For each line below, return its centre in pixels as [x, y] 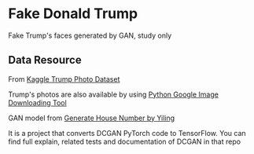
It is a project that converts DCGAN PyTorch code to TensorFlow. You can [127, 133]
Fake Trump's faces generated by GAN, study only [90, 35]
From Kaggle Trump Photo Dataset [64, 79]
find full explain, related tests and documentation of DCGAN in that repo [125, 141]
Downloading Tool [37, 102]
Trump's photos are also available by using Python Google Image [113, 94]
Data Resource [45, 60]
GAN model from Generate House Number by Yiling [92, 118]
